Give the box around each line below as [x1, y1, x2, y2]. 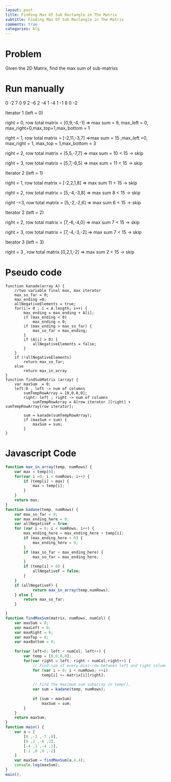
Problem [5, 48, 42, 60]
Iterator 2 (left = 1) [5, 170, 43, 176]
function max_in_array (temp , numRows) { [5, 464, 93, 469]
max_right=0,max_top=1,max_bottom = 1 [5, 125, 90, 131]
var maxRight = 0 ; [14, 630, 53, 635]
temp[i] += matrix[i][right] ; [41, 672, 106, 678]
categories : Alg [5, 26, 40, 32]
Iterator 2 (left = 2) [5, 209, 44, 215]
